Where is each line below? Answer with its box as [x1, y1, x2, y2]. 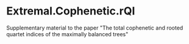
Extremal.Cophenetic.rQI [6, 4, 135, 18]
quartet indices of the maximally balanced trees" [6, 30, 129, 37]
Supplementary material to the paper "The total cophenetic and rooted [6, 24, 184, 31]
